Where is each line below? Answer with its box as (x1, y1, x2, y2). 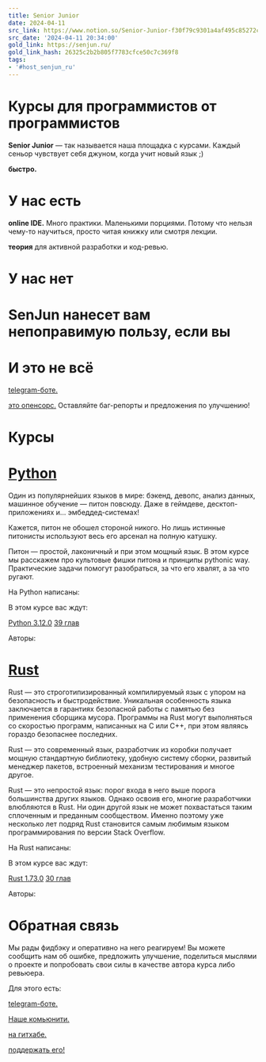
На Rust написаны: (8, 843, 71, 852)
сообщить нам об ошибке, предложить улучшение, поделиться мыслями (8, 951, 257, 961)
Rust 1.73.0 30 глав (8, 873, 71, 883)
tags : (8, 56, 26, 64)
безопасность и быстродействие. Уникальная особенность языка (8, 696, 232, 705)
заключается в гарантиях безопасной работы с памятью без (8, 705, 215, 713)
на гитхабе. (8, 1030, 47, 1039)
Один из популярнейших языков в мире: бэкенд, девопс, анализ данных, (8, 491, 256, 500)
